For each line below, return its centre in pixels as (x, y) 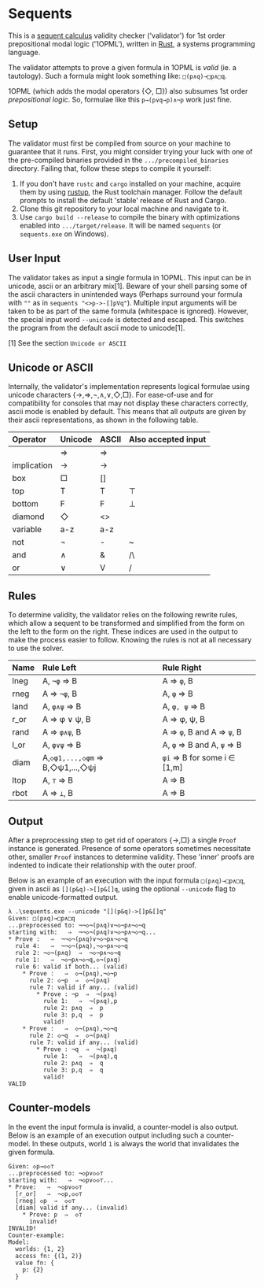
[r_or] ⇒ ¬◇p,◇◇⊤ (49, 1194)
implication (32, 465)
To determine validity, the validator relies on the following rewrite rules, (123, 615)
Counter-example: (37, 1235)
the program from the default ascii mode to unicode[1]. (97, 328)
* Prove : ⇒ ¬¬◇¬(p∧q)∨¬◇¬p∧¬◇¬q (68, 939)
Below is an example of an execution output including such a (106, 1135)
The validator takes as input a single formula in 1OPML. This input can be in (130, 277)
